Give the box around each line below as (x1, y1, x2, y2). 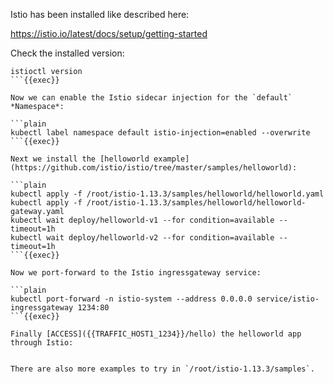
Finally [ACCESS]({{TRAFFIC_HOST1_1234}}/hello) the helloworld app (10, 329, 302, 339)
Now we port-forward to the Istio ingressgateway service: (10, 268, 262, 278)
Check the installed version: (10, 47, 125, 59)
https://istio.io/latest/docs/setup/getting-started (10, 28, 208, 39)
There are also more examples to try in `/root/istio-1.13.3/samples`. (10, 364, 315, 374)
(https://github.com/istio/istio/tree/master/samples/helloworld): (10, 163, 298, 173)
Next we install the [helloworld (10, 154, 150, 164)
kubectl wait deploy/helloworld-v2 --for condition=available (10, 233, 275, 243)
